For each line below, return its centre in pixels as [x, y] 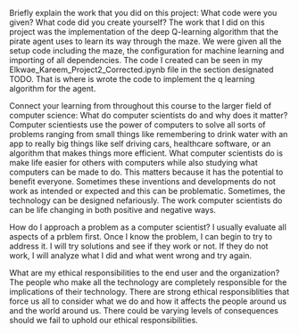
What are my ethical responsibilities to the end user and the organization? [145, 273]
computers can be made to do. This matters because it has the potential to [146, 172]
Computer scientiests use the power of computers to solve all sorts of [137, 125]
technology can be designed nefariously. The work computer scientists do [146, 200]
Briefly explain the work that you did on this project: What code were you [143, 13]
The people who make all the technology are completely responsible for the [148, 282]
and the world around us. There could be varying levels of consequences [144, 310]
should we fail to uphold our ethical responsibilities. [104, 320]
